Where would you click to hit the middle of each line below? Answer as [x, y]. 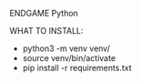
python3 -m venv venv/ [66, 48]
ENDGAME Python [44, 13]
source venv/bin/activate [69, 58]
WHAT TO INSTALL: [46, 31]
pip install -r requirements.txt [77, 68]
